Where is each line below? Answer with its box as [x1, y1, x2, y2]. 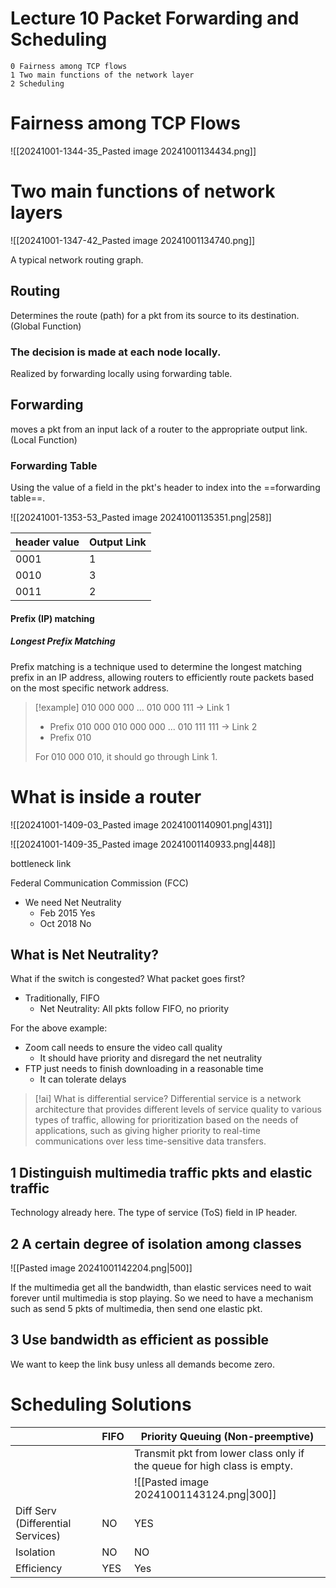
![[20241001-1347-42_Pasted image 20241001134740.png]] [10, 234, 256, 246]
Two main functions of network [10, 180, 276, 203]
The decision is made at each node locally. [10, 345, 222, 359]
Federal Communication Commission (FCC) [10, 877, 189, 889]
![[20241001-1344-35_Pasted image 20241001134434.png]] [10, 145, 257, 157]
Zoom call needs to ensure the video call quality [24, 1042, 223, 1054]
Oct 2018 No [39, 917, 92, 929]
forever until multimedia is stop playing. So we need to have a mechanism [10, 1292, 314, 1304]
